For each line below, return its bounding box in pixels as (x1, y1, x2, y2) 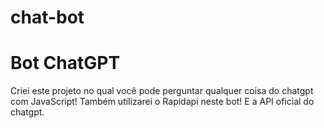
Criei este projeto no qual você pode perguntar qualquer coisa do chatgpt (10, 85, 314, 97)
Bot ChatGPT (10, 52, 121, 75)
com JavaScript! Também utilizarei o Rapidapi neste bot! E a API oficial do (10, 96, 315, 108)
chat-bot (10, 6, 85, 29)
